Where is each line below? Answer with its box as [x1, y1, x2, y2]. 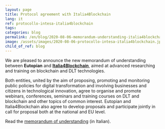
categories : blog [5, 30, 41, 35]
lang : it [5, 16, 23, 21]
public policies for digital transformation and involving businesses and [5, 82, 147, 89]
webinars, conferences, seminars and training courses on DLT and [5, 93, 139, 99]
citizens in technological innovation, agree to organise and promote [5, 88, 141, 94]
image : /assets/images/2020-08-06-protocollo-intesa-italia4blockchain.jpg [5, 39, 164, 44]
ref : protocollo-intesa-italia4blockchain [5, 21, 93, 26]
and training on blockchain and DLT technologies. [5, 67, 106, 74]
